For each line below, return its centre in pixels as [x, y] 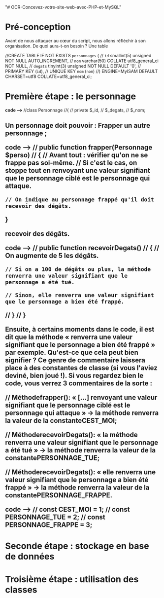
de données [30, 557]
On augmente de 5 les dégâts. [52, 256]
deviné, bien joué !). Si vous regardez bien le [74, 376]
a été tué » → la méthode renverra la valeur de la [81, 450]
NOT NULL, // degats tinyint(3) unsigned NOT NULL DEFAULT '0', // [73, 66]
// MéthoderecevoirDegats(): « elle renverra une [81, 472]
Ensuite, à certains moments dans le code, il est [80, 329]
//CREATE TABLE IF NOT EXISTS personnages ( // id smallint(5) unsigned [78, 55]
